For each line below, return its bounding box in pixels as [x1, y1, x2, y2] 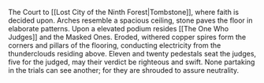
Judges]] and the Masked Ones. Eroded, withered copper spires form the [8, 32, 247, 41]
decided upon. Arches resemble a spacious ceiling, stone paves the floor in [8, 16, 253, 25]
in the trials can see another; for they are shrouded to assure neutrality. [8, 66, 240, 74]
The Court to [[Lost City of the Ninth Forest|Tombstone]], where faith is [8, 8, 239, 16]
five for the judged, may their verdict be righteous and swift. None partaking [8, 57, 255, 67]
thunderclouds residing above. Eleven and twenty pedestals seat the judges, [8, 49, 257, 58]
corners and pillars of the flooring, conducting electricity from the [8, 41, 221, 50]
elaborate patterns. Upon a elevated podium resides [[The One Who [8, 24, 229, 33]
